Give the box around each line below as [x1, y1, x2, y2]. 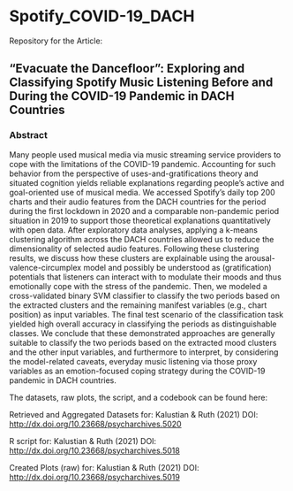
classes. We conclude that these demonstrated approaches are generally [9, 327, 275, 338]
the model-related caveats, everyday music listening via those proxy [9, 356, 258, 366]
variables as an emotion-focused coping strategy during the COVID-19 [9, 365, 266, 376]
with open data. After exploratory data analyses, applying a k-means [9, 224, 259, 235]
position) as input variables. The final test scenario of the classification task [9, 309, 284, 319]
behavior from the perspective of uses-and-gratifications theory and [9, 168, 259, 179]
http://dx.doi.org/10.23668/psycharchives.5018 [9, 445, 181, 456]
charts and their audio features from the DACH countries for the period [9, 196, 267, 207]
